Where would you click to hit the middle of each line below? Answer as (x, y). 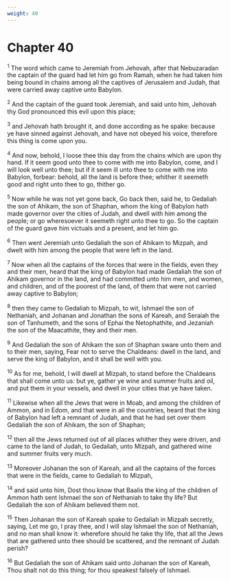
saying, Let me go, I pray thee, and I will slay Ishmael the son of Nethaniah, (113, 527)
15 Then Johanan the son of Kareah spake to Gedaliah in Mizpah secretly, (111, 518)
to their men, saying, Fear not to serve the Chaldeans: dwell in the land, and (114, 352)
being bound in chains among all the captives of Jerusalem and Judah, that (114, 83)
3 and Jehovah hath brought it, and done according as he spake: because (111, 125)
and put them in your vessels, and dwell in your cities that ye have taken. (110, 388)
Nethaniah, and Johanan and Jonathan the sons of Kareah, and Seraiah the (113, 315)
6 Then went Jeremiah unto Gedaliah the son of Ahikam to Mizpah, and (107, 242)
